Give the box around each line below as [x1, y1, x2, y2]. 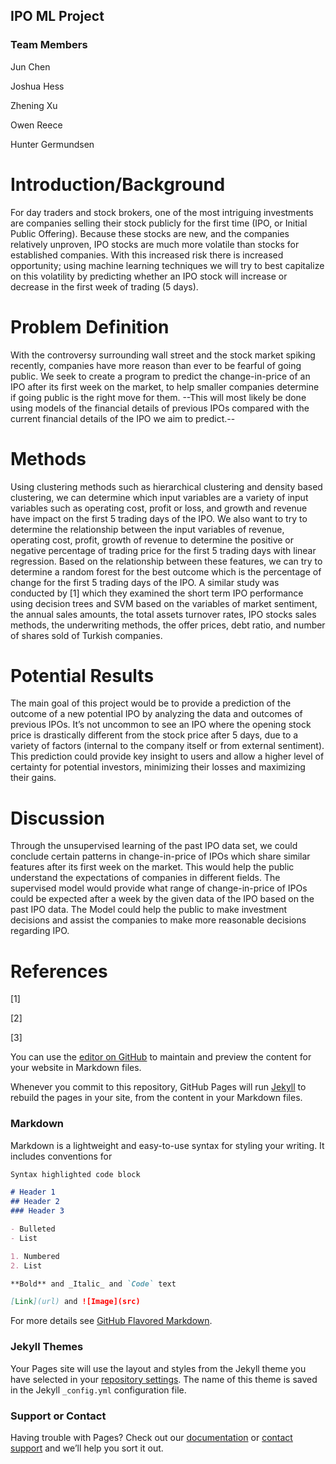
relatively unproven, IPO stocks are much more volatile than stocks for [10, 238, 300, 250]
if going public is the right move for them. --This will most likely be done [10, 391, 307, 403]
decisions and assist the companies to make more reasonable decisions [10, 914, 307, 926]
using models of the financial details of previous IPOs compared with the [10, 402, 310, 414]
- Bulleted [10, 1224, 56, 1234]
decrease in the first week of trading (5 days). [10, 280, 199, 293]
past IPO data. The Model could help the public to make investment [10, 904, 288, 916]
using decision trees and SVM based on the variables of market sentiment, [10, 597, 318, 609]
